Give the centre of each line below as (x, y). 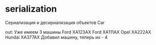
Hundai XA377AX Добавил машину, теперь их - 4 (56, 37)
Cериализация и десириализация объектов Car (55, 22)
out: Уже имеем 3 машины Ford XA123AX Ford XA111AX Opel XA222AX (78, 32)
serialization (31, 9)
